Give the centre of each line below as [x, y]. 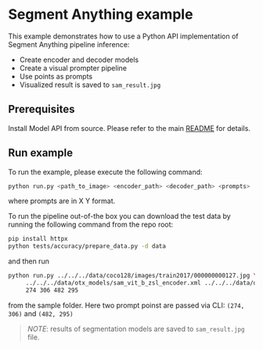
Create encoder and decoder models [79, 60]
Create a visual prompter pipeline [73, 67]
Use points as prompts [56, 76]
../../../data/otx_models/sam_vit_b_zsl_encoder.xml [113, 283]
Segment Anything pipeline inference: [69, 44]
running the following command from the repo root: [91, 224]
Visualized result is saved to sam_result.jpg [90, 85]
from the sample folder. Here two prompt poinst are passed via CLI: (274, [126, 305]
